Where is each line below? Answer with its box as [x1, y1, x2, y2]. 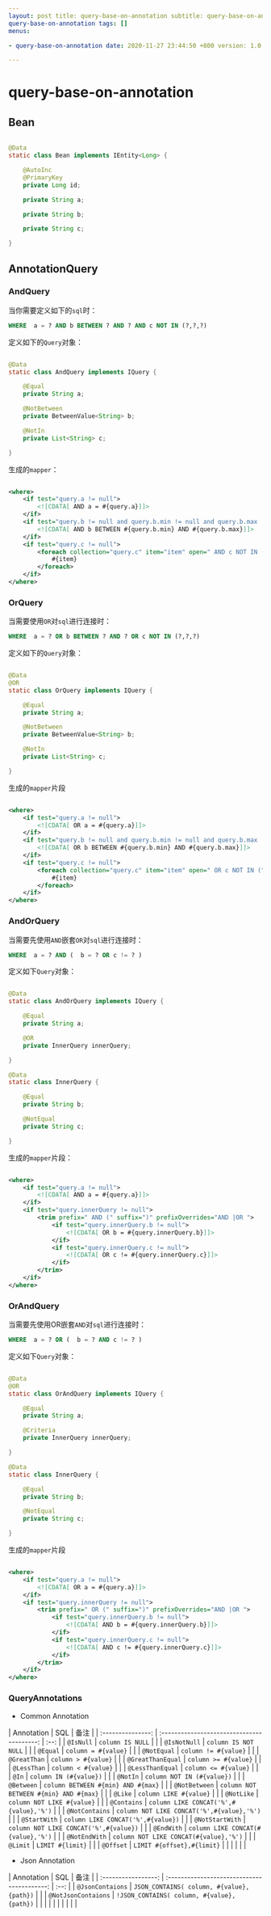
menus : [8, 27, 31, 35]
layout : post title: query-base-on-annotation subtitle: [8, 11, 204, 20]
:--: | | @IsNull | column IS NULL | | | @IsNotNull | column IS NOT [45, 1737, 254, 1746]
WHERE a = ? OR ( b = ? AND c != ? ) [8, 1336, 143, 1344]
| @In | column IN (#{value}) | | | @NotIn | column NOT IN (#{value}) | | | [8, 1771, 245, 1781]
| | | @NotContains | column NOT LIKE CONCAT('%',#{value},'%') [53, 1805, 261, 1815]
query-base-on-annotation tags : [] [8, 19, 128, 27]
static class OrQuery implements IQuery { [8, 686, 153, 694]
